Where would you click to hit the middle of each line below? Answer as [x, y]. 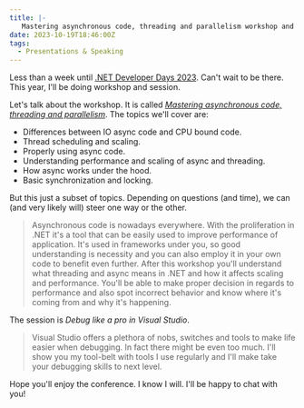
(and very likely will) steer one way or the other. [98, 208]
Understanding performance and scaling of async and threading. [144, 161]
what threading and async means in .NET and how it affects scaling [157, 274]
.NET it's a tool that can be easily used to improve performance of [155, 235]
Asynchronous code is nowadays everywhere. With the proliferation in [163, 225]
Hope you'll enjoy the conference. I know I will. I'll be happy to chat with [144, 384]
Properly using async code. [74, 152]
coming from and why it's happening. [101, 303]
